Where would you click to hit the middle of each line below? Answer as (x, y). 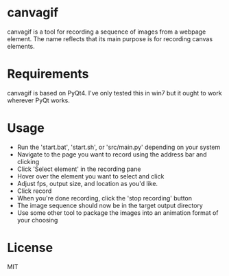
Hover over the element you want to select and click (91, 176)
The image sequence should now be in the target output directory (110, 205)
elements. (21, 46)
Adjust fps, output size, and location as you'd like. (87, 183)
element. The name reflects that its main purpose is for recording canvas (110, 38)
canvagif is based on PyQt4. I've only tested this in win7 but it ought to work (114, 93)
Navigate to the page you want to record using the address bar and (112, 154)
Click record (34, 191)
